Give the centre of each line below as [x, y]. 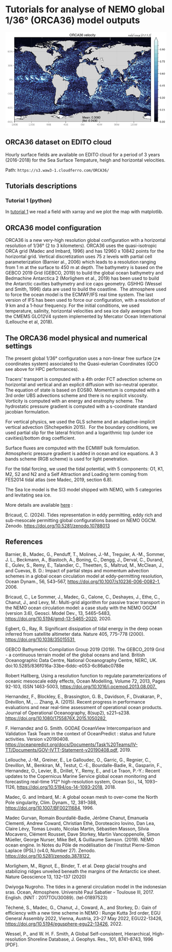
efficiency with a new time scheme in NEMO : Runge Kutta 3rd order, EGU [83, 913]
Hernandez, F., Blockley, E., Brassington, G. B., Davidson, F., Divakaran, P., [84, 696]
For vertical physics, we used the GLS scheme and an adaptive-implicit [80, 422]
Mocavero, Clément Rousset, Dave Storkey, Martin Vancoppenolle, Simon [83, 834]
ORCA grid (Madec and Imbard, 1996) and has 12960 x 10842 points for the [85, 251]
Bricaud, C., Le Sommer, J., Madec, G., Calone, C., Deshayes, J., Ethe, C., [83, 597]
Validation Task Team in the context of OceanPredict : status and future [81, 733]
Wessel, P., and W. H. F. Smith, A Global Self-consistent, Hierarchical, [78, 934]
